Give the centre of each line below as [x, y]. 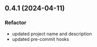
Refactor [16, 23]
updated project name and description [52, 34]
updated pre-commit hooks [40, 39]
